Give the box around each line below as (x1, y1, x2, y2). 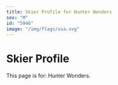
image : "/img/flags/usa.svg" (6, 25, 80, 32)
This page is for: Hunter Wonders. (6, 72, 91, 80)
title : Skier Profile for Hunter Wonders (6, 8, 113, 15)
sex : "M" (6, 15, 28, 21)
